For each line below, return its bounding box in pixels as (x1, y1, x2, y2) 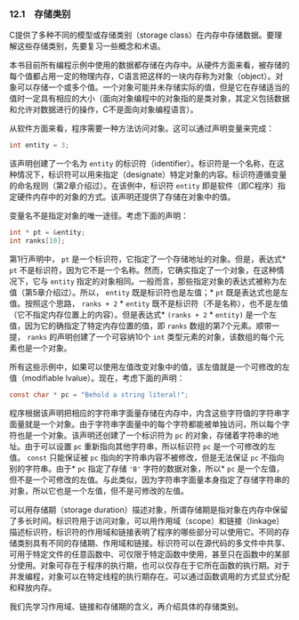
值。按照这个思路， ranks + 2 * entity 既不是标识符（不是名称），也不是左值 (9, 298, 289, 309)
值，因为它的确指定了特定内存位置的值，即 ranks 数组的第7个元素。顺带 (9, 320, 272, 331)
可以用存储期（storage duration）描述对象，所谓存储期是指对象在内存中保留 (9, 504, 288, 515)
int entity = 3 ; (9, 141, 69, 150)
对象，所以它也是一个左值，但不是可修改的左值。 (9, 485, 189, 495)
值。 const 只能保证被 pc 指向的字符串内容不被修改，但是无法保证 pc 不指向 (9, 452, 285, 463)
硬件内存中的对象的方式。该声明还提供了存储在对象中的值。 (16, 191, 236, 202)
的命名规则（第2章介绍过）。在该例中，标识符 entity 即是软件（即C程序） (9, 181, 279, 191)
